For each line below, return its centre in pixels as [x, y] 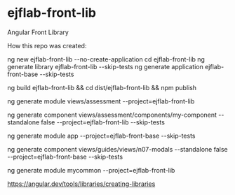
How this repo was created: [47, 45]
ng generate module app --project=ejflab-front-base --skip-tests [101, 136]
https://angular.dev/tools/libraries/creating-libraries [81, 184]
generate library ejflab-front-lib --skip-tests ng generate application [105, 66]
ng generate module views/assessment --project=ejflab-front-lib [101, 101]
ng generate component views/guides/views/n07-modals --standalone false [117, 149]
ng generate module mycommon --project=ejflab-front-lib [91, 170]
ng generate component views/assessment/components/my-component [112, 115]
